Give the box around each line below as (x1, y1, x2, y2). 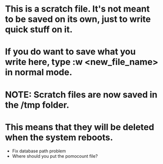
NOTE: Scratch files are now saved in (5, 89, 158, 100)
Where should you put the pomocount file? (12, 153, 98, 159)
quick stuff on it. (5, 24, 73, 35)
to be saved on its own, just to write (5, 14, 151, 25)
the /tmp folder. (5, 99, 70, 110)
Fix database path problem (12, 148, 66, 154)
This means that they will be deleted (5, 121, 154, 132)
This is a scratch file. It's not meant (5, 3, 150, 15)
